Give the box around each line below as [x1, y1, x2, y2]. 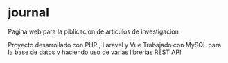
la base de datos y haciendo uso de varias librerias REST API [8, 48, 182, 56]
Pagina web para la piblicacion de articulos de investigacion [8, 27, 179, 36]
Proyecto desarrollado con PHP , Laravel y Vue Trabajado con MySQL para [8, 40, 222, 49]
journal [8, 5, 50, 21]
